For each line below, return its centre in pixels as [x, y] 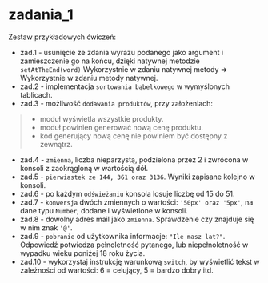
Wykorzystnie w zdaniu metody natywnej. [89, 78]
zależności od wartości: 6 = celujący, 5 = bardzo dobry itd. [116, 270]
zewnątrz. [56, 144]
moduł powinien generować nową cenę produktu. [122, 127]
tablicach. [36, 94]
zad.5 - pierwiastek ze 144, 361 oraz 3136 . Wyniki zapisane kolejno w [137, 177]
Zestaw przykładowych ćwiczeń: [62, 37]
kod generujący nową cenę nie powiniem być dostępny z [134, 136]
